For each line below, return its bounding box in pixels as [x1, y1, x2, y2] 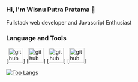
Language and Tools [6, 34, 67, 42]
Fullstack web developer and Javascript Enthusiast [6, 19, 132, 26]
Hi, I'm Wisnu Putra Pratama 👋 [6, 5, 95, 14]
